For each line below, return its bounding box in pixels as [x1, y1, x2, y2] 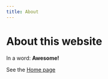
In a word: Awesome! [6, 54, 59, 62]
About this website [6, 34, 103, 48]
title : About [6, 8, 39, 15]
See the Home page [6, 66, 56, 73]
